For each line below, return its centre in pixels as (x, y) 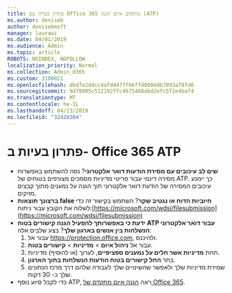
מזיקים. (27, 193)
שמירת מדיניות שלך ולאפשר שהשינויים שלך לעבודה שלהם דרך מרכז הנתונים (126, 267)
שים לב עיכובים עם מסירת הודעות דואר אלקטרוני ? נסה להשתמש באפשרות (118, 171)
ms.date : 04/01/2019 (37, 40)
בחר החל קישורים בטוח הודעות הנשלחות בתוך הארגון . (101, 260)
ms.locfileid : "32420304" (44, 117)
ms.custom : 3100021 (35, 78)
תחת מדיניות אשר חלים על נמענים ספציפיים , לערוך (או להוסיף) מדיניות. (124, 252)
